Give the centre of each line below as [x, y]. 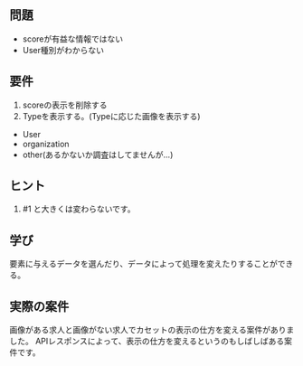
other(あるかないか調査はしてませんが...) [98, 155]
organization [46, 144]
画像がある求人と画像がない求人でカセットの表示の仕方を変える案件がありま [152, 330]
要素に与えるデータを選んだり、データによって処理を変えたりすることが [143, 264]
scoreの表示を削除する [65, 105]
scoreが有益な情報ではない [73, 39]
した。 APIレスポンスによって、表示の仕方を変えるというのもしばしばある [147, 342]
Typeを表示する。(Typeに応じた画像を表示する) [111, 116]
